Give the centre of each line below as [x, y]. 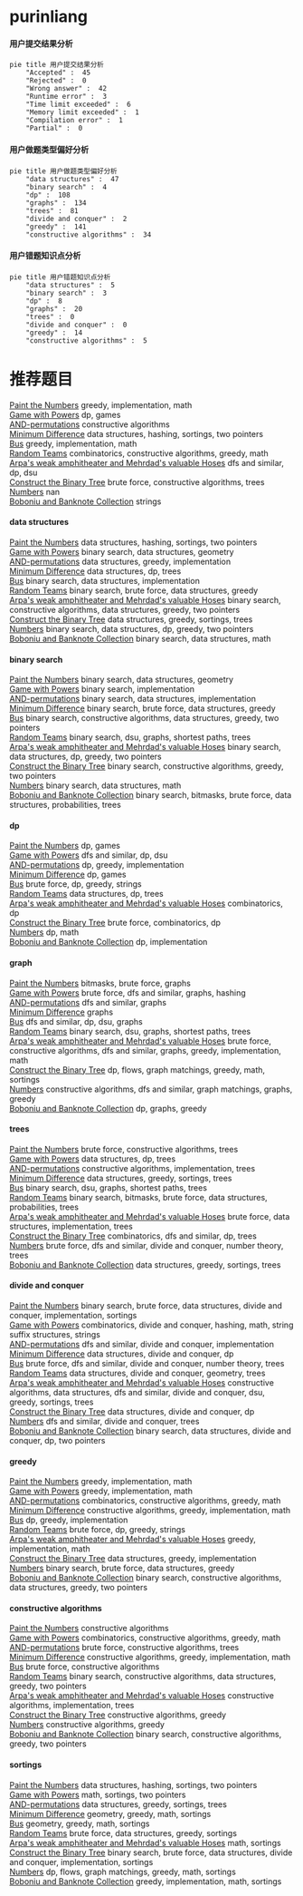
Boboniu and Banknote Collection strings [85, 501]
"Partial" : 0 [54, 129]
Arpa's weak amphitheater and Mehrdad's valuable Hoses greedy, [133, 1540]
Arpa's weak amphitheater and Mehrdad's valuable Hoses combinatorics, [146, 903]
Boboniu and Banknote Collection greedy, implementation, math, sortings [146, 1881]
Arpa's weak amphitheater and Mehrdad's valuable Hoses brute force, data [150, 1216]
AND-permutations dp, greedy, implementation [97, 865]
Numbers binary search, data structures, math [95, 785]
